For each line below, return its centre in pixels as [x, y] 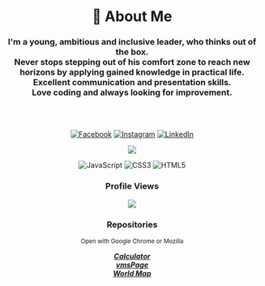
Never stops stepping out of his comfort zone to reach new [132, 62]
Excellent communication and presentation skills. [132, 83]
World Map [132, 274]
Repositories [132, 224]
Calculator [132, 256]
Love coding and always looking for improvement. [132, 92]
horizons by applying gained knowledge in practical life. [132, 72]
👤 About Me [132, 17]
